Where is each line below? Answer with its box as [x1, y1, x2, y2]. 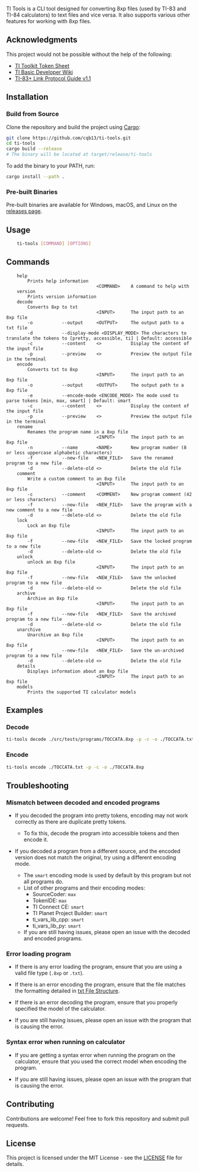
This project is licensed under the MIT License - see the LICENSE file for [6, 1154, 182, 1161]
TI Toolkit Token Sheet [14, 62, 70, 69]
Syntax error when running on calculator [6, 1038, 126, 1046]
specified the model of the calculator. [14, 1005, 106, 1013]
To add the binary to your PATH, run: [6, 162, 95, 169]
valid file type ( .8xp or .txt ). [14, 969, 84, 977]
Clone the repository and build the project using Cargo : [6, 123, 141, 130]
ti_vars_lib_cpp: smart [32, 916, 85, 923]
